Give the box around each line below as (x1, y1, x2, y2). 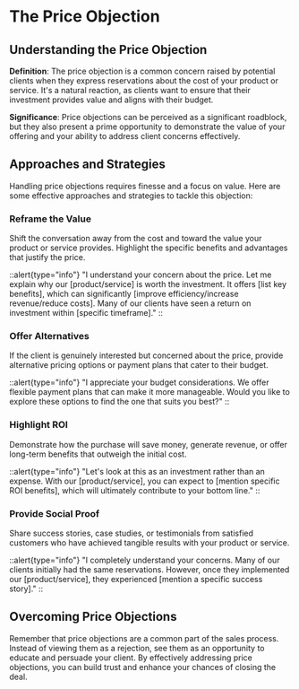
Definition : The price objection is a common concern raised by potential (9, 65, 276, 76)
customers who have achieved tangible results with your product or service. (9, 537, 290, 548)
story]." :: (9, 583, 44, 594)
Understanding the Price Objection (9, 42, 208, 57)
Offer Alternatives (9, 330, 90, 343)
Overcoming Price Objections (9, 609, 177, 624)
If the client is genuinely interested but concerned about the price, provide (9, 350, 284, 361)
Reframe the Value (9, 213, 92, 225)
